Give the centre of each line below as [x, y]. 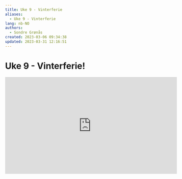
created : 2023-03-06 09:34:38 [36, 37]
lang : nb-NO [17, 23]
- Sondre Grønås [26, 32]
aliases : [14, 14]
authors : [14, 28]
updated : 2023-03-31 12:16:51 [36, 42]
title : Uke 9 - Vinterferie [34, 10]
